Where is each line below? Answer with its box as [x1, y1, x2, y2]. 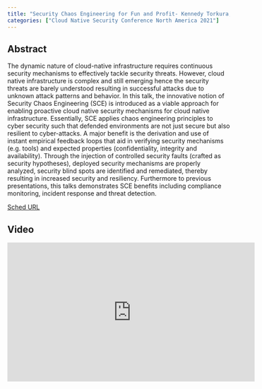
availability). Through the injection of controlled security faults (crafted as [7, 152, 221, 160]
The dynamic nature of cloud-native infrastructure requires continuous [7, 61, 213, 71]
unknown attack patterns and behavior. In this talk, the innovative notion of [7, 92, 225, 100]
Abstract [7, 43, 47, 55]
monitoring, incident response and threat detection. [7, 189, 157, 198]
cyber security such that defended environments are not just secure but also [7, 121, 230, 131]
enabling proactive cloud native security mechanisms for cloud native [7, 107, 210, 115]
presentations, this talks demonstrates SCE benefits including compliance [7, 181, 222, 191]
